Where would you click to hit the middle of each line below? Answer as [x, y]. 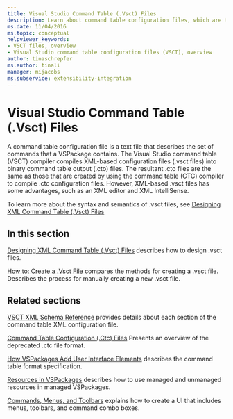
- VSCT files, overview [42, 46]
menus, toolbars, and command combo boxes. [74, 408]
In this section [38, 233]
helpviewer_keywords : [38, 40]
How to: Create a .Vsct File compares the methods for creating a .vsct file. [113, 271]
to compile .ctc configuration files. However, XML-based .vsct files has [108, 183]
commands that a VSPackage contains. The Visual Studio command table [112, 154]
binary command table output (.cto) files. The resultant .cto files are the [109, 169]
